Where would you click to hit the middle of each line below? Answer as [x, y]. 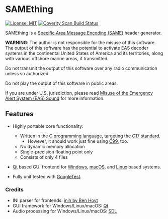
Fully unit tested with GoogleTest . [47, 176]
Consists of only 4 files [44, 157]
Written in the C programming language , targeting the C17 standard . [90, 136]
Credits [14, 189]
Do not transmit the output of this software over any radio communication [81, 68]
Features [19, 114]
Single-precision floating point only [56, 152]
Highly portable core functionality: [48, 126]
